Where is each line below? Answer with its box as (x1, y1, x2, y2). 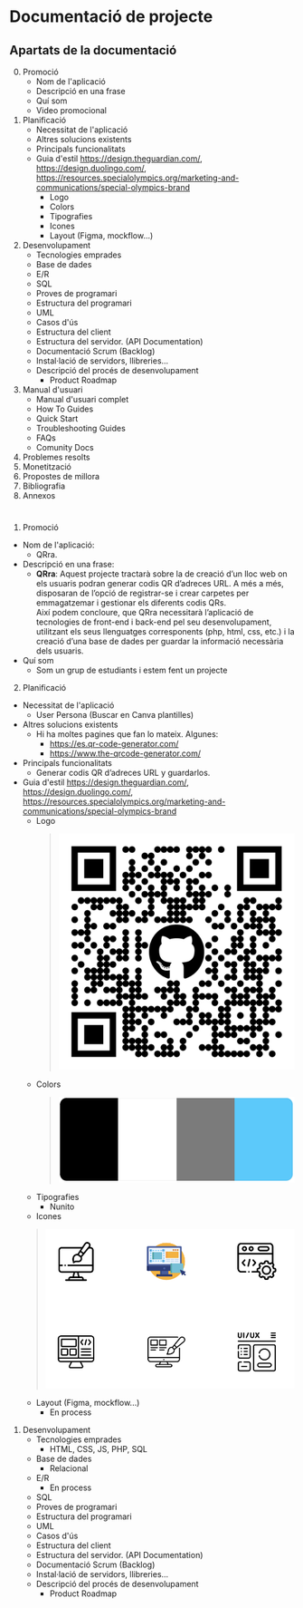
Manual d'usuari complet (35, 394, 129, 404)
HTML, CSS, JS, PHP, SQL (49, 1444, 147, 1455)
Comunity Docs (35, 442, 94, 452)
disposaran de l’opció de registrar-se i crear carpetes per (35, 587, 250, 599)
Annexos (22, 490, 56, 500)
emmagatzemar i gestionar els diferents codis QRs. (35, 597, 227, 608)
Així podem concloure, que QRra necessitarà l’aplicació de (35, 607, 254, 618)
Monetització (22, 461, 72, 472)
